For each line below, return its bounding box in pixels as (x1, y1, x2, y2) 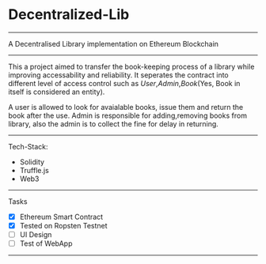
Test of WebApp (19, 239, 73, 248)
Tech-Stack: (8, 141, 49, 151)
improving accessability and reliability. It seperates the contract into (8, 70, 229, 80)
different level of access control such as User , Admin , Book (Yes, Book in (8, 78, 241, 88)
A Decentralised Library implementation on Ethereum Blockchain (8, 39, 219, 48)
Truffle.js (19, 165, 49, 175)
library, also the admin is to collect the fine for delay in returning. (8, 119, 219, 128)
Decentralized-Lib (8, 6, 130, 24)
